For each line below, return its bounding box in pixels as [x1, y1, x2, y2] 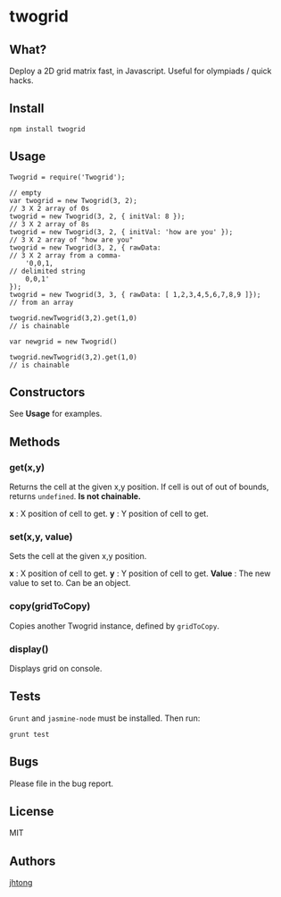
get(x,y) [9, 461, 45, 473]
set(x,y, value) [9, 530, 73, 543]
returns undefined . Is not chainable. [9, 491, 141, 502]
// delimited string [9, 267, 87, 275]
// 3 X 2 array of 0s [9, 204, 90, 213]
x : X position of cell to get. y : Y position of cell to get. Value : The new [9, 568, 271, 579]
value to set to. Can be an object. [9, 578, 131, 588]
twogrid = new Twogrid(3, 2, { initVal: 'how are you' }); [9, 227, 234, 236]
